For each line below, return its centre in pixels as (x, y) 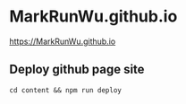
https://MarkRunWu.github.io (63, 41)
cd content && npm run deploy (66, 90)
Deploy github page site (77, 69)
